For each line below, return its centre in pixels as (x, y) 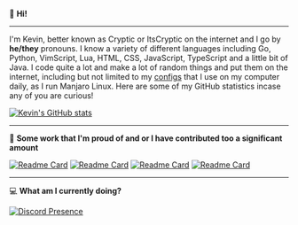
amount (24, 147)
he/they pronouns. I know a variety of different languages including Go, (140, 48)
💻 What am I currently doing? (66, 191)
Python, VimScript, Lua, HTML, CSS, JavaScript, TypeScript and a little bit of (149, 58)
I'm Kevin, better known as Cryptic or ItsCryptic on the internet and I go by (145, 39)
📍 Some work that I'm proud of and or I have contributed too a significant (146, 138)
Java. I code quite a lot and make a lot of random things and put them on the (149, 67)
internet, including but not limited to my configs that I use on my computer (145, 77)
